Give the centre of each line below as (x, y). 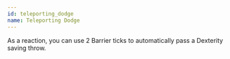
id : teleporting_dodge (40, 14)
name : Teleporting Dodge (44, 20)
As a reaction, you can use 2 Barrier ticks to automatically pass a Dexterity (115, 40)
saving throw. (27, 48)
